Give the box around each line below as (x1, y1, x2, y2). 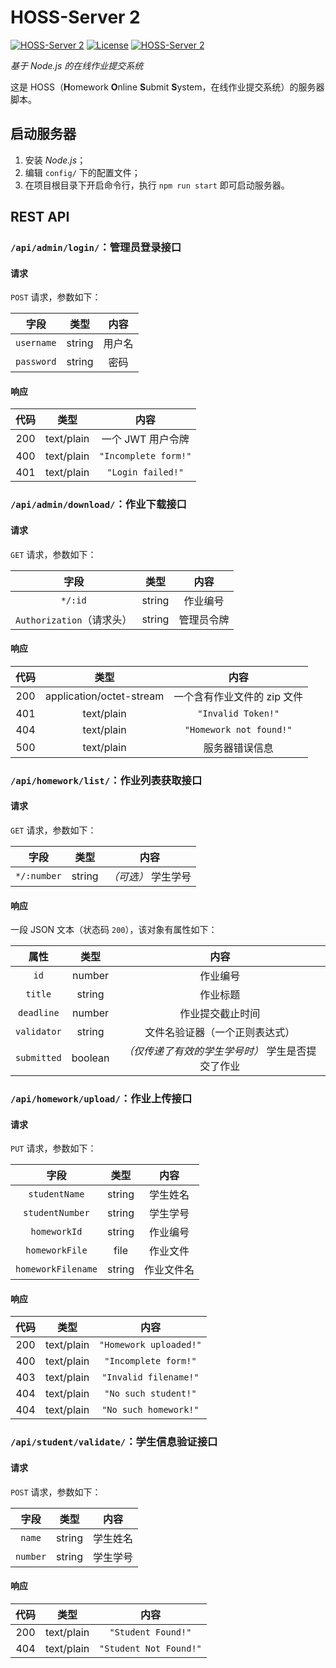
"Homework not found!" (184, 724, 293, 735)
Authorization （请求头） (15, 612, 133, 626)
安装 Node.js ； (24, 154, 87, 166)
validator (15, 1026, 62, 1038)
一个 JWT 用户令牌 (101, 432, 190, 446)
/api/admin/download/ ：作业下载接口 (10, 497, 187, 511)
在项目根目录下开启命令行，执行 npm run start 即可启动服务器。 (24, 179, 290, 191)
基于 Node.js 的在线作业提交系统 (10, 59, 144, 71)
